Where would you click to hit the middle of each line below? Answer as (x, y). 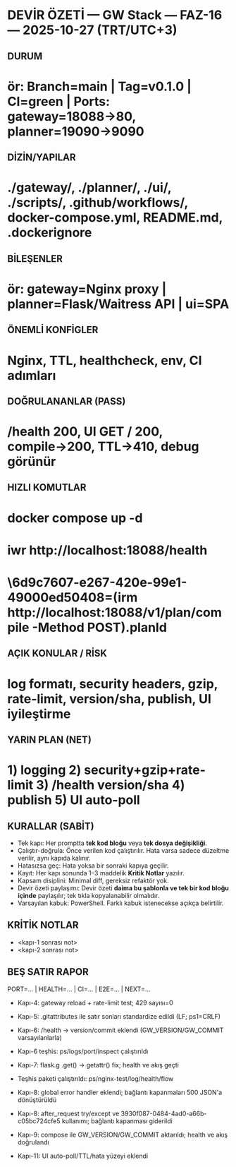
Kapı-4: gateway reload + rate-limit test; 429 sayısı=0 (95, 1003)
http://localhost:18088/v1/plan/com (114, 612)
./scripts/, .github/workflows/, (98, 203)
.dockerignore (50, 233)
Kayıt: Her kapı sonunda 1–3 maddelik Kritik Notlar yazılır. (101, 873)
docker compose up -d (75, 518)
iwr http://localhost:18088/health (107, 550)
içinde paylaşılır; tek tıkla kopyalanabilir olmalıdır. (88, 896)
